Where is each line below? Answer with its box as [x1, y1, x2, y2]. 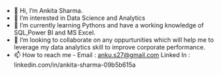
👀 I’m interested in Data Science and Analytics [13, 14, 145, 22]
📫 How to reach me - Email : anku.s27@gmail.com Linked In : [13, 51, 191, 58]
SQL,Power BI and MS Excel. [13, 28, 96, 36]
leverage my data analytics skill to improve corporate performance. [13, 43, 206, 51]
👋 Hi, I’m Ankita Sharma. [13, 7, 83, 14]
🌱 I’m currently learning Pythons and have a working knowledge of [13, 21, 204, 29]
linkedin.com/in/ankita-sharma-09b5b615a [13, 61, 136, 69]
